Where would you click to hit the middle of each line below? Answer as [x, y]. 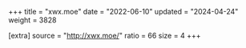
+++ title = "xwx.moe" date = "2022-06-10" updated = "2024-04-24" [123, 12]
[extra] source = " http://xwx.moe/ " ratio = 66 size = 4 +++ [105, 36]
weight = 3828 [32, 20]
